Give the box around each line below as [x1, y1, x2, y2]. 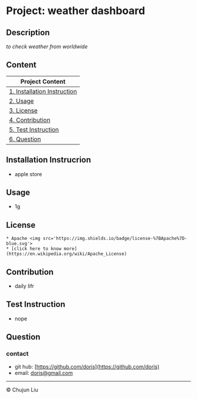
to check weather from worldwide [6, 43, 88, 50]
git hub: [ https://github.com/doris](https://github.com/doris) [14, 363, 160, 370]
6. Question [9, 135, 41, 143]
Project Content [20, 77, 66, 86]
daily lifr [14, 283, 35, 290]
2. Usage [9, 97, 34, 105]
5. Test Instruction [9, 125, 59, 133]
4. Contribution [9, 116, 51, 124]
